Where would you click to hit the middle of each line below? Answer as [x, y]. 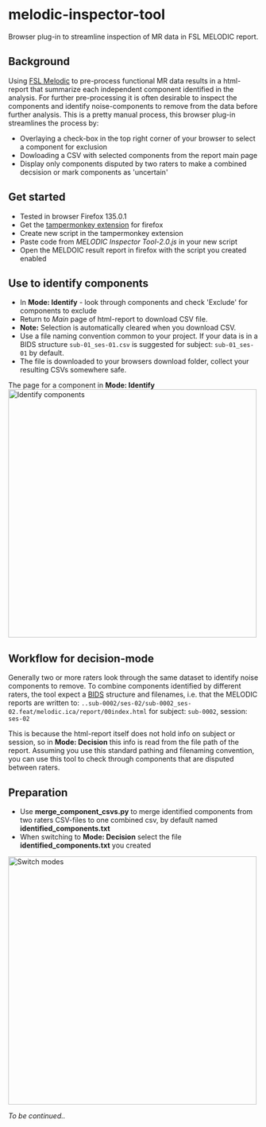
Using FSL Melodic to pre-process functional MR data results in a [115, 80]
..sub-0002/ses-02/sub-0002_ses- [136, 704]
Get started [37, 197]
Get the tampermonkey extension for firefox [91, 225]
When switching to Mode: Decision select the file [101, 837]
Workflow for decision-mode [81, 658]
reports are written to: [44, 703]
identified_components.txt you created [85, 845]
